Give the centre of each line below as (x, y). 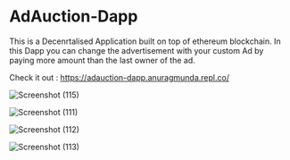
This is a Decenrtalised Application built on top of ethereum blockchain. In (145, 41)
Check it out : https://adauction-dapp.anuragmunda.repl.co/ (120, 77)
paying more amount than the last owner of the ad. (103, 60)
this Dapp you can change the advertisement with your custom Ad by (137, 50)
